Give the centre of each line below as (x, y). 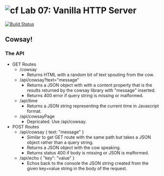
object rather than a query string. (60, 142)
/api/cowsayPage (37, 116)
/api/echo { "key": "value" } (47, 158)
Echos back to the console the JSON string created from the (88, 163)
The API (15, 53)
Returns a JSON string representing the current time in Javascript (93, 106)
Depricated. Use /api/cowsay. (57, 121)
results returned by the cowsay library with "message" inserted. (91, 90)
